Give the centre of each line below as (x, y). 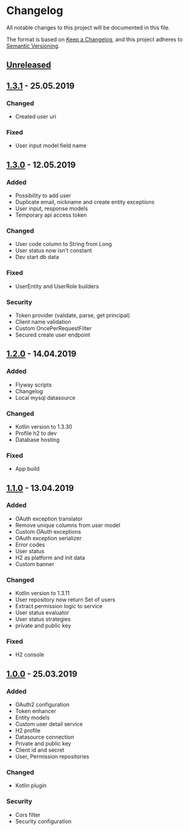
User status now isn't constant (54, 250)
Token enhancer (36, 711)
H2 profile (28, 731)
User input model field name (51, 146)
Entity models (32, 717)
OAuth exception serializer (48, 538)
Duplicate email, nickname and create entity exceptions (85, 202)
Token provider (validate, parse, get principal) (73, 315)
